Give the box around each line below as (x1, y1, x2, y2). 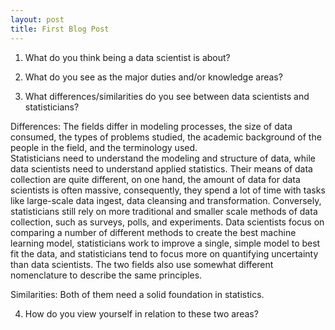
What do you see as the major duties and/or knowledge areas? (24, 71, 283, 83)
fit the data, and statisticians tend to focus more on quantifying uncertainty (10, 247, 319, 260)
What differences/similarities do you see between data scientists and (24, 90, 310, 102)
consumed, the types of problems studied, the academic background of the (10, 131, 322, 143)
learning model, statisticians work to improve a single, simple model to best (10, 237, 321, 249)
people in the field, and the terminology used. (10, 141, 198, 153)
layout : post (10, 14, 65, 25)
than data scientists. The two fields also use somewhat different (10, 258, 274, 270)
